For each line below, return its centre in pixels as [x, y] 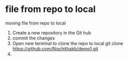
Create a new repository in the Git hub [52, 32]
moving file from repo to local [35, 23]
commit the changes [33, 38]
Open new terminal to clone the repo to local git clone [68, 43]
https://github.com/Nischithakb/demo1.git [55, 48]
